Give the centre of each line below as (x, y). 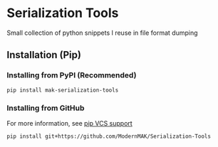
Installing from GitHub (46, 108)
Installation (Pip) (44, 55)
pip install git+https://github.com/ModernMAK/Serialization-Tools (109, 136)
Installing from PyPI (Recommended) (72, 75)
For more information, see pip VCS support (69, 123)
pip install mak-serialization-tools (63, 90)
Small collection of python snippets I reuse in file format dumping (102, 33)
